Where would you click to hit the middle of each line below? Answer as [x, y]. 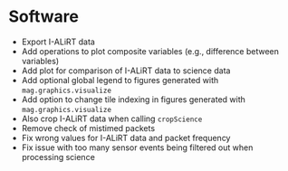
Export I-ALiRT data [58, 42]
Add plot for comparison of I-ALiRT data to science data [126, 71]
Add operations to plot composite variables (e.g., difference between [150, 51]
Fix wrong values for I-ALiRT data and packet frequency [126, 138]
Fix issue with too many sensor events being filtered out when [137, 147]
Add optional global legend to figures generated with [120, 80]
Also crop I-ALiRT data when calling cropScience [112, 119]
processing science [58, 157]
